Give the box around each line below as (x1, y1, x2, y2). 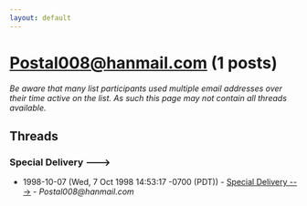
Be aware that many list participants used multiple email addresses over (9, 83, 283, 94)
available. (9, 102, 48, 113)
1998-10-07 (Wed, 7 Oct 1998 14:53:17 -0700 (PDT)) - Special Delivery (22, 177, 288, 188)
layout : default (9, 13, 71, 23)
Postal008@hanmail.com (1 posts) (9, 52, 278, 73)
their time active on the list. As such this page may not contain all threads (9, 92, 288, 103)
